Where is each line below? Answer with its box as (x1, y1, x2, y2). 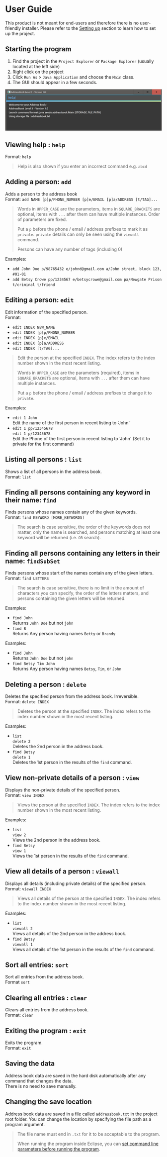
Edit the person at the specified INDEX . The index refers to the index (17, 355, 156, 361)
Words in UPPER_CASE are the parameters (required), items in (17, 370, 140, 376)
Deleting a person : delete (5, 680, 87, 688)
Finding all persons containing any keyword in (5, 488, 151, 496)
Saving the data (5, 1060, 55, 1068)
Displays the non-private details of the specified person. (5, 787, 121, 793)
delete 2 (12, 739, 31, 744)
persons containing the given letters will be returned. (17, 595, 126, 601)
